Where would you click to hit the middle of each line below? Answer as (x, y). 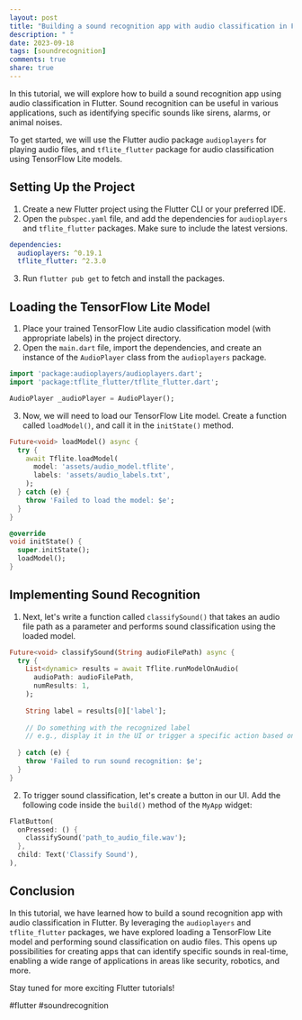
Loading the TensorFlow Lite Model (110, 307)
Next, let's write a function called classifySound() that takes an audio (151, 616)
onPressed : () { (48, 830)
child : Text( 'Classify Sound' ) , (78, 855)
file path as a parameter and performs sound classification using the (149, 626)
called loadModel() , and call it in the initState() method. (128, 425)
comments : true (38, 59)
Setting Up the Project (72, 187)
